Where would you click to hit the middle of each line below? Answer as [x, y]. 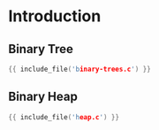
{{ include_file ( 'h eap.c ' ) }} [64, 117]
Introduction [55, 16]
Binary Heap [43, 97]
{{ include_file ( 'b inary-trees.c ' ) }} [79, 69]
